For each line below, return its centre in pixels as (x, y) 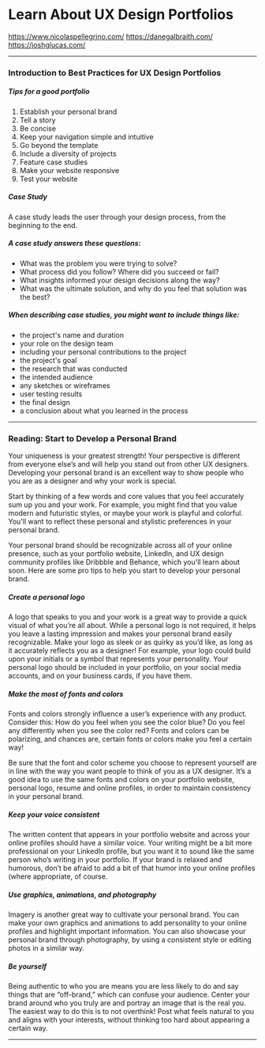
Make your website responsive (69, 170)
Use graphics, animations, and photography (82, 895)
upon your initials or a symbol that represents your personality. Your (118, 659)
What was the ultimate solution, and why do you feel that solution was (133, 288)
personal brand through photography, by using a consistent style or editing (130, 940)
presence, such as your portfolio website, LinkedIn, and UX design (116, 554)
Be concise (38, 128)
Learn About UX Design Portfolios (121, 15)
